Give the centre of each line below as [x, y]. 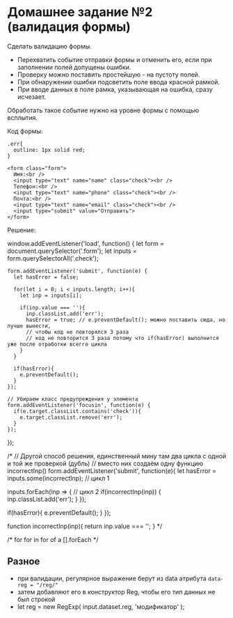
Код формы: [25, 131]
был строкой [36, 599]
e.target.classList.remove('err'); [71, 417]
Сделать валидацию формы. [49, 46]
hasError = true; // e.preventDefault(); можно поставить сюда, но [126, 320]
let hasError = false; [46, 277]
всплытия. [23, 117]
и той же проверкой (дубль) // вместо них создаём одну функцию [105, 463]
